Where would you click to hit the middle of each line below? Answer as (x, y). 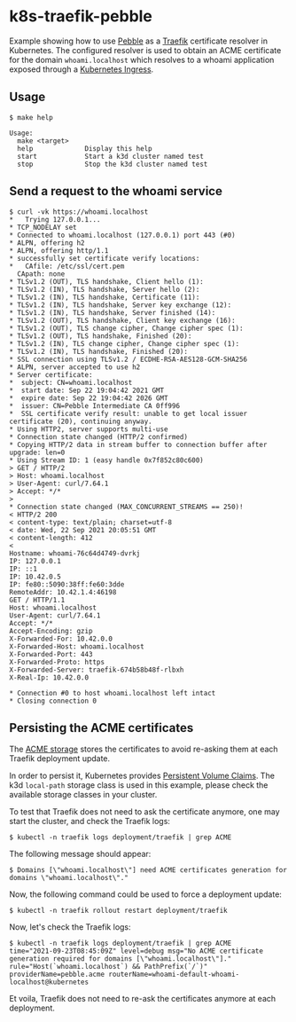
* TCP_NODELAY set (43, 227)
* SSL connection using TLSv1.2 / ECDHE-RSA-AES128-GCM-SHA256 (129, 359)
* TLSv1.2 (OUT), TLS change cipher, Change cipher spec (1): (126, 328)
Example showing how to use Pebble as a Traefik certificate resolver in (139, 41)
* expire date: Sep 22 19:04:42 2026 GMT (89, 398)
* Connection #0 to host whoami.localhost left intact (113, 693)
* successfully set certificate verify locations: (105, 258)
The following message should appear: (80, 854)
